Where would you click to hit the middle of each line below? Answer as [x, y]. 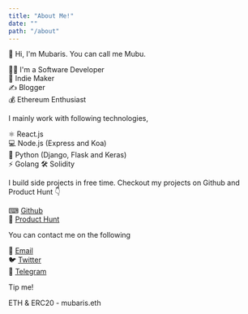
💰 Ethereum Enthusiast [47, 100]
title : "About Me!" [41, 16]
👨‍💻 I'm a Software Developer [57, 70]
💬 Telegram [28, 272]
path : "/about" [34, 31]
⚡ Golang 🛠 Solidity [42, 164]
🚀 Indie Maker [32, 79]
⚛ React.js [26, 134]
